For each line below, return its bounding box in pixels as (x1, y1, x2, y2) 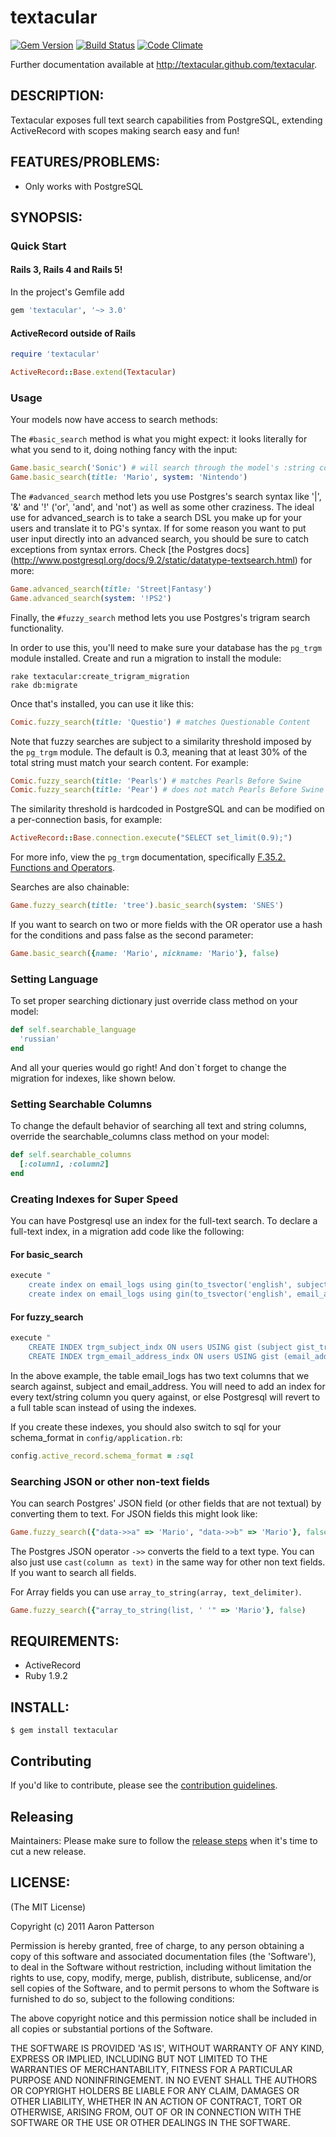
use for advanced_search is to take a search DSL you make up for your (10, 511, 303, 523)
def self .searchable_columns (10, 1150, 132, 1160)
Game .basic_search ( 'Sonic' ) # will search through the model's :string (10, 463, 315, 473)
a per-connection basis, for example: (10, 814, 163, 826)
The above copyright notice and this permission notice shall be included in (10, 2012, 317, 2024)
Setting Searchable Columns (10, 1097, 153, 1111)
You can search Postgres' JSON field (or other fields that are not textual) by (10, 1497, 322, 1509)
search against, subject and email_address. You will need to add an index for (10, 1380, 326, 1392)
